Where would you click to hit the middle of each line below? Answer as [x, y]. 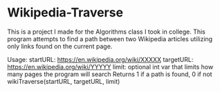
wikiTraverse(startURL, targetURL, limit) [64, 81]
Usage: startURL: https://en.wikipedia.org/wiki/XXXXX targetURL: [100, 59]
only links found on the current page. [60, 46]
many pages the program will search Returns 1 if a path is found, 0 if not [110, 74]
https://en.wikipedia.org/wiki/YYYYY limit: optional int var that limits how [110, 67]
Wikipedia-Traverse [65, 13]
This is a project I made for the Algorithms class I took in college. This [106, 32]
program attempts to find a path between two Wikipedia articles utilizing [110, 38]
